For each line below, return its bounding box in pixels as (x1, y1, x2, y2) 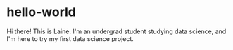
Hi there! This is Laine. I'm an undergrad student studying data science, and (6, 27, 227, 35)
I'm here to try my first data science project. (6, 34, 134, 42)
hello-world (6, 4, 77, 20)
